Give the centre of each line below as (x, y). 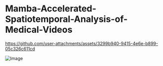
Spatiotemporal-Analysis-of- (66, 19)
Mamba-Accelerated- (51, 9)
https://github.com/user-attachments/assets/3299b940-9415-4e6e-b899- (81, 43)
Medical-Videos (39, 30)
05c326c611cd (20, 49)
